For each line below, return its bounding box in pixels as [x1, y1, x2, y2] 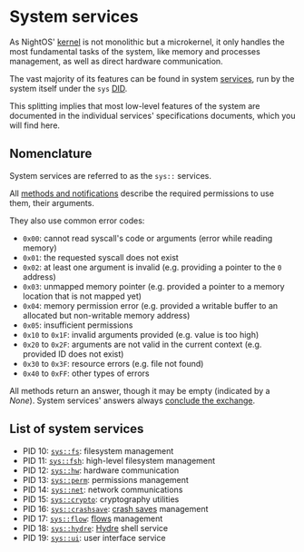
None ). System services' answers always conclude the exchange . [9, 395, 256, 406]
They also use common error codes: [9, 215, 145, 226]
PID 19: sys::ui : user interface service [22, 532, 166, 543]
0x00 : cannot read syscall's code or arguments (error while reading [22, 232, 273, 243]
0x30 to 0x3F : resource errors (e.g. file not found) [22, 358, 204, 369]
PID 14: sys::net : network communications [22, 484, 183, 495]
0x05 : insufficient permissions [22, 320, 133, 330]
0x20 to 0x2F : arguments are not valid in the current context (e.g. [22, 339, 262, 350]
